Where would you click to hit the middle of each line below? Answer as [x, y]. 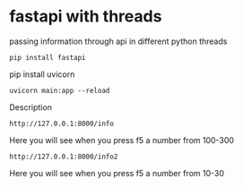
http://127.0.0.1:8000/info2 [64, 157]
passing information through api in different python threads [118, 41]
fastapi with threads [86, 17]
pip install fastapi [48, 57]
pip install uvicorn [42, 74]
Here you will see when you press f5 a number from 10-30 [117, 173]
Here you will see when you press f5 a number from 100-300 [122, 140]
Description [30, 107]
